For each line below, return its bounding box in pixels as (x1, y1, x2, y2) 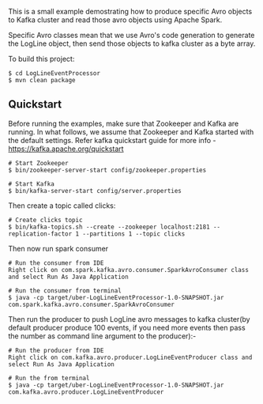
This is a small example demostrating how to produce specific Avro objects (8, 7, 253, 16)
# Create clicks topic (8, 216, 83, 224)
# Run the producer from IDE (8, 346, 104, 354)
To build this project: (8, 55, 75, 63)
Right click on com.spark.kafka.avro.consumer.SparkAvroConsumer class (8, 266, 249, 274)
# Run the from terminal (8, 374, 90, 382)
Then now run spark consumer (8, 244, 109, 253)
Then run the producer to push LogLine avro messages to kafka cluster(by (8, 314, 250, 323)
